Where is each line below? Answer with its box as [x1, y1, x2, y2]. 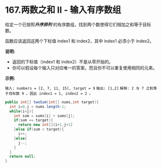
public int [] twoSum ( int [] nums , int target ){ [5, 100, 99, 105]
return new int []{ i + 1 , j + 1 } [18, 123, 73, 127]
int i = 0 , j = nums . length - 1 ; [9, 104, 67, 109]
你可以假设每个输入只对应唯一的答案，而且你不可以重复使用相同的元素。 [12, 64, 157, 71]
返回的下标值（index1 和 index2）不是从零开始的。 [12, 59, 113, 64]
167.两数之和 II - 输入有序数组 [5, 4, 122, 16]
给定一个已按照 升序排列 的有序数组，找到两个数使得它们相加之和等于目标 [5, 21, 151, 27]
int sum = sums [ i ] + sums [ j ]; [14, 113, 75, 118]
